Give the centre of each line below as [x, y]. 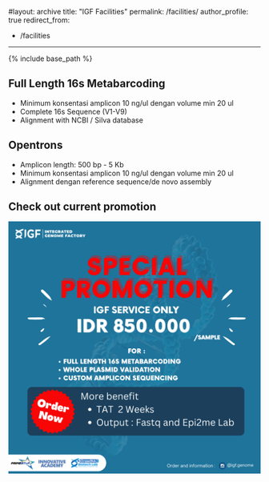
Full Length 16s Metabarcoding [87, 84]
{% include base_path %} [50, 58]
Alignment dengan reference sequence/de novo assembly [116, 181]
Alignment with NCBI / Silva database [82, 120]
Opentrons [36, 145]
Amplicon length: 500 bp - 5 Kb [72, 164]
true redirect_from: [39, 20]
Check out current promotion [82, 207]
